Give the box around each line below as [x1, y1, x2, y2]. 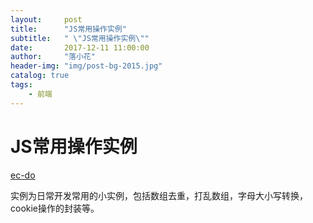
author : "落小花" [10, 52, 96, 62]
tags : [10, 80, 33, 90]
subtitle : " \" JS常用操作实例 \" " [10, 33, 150, 43]
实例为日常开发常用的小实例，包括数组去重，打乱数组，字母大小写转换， [10, 189, 308, 201]
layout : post [10, 14, 83, 25]
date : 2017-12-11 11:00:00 [10, 42, 150, 53]
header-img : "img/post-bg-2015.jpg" [10, 61, 163, 71]
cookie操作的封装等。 [10, 202, 100, 214]
